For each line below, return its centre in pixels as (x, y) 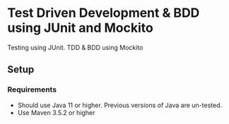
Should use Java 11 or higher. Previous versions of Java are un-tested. (120, 105)
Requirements (32, 89)
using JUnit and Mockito (80, 28)
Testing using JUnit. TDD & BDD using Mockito (75, 47)
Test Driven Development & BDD (104, 13)
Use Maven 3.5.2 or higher (56, 112)
